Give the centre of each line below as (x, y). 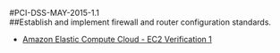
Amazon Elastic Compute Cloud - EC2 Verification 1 (117, 39)
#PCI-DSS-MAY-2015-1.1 (55, 13)
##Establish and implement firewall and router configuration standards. (140, 22)
